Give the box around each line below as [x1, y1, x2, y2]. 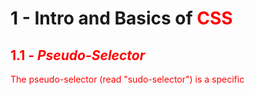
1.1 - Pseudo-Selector [10, 47, 146, 64]
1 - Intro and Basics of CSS [10, 7, 233, 30]
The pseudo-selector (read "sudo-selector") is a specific [10, 73, 245, 85]
